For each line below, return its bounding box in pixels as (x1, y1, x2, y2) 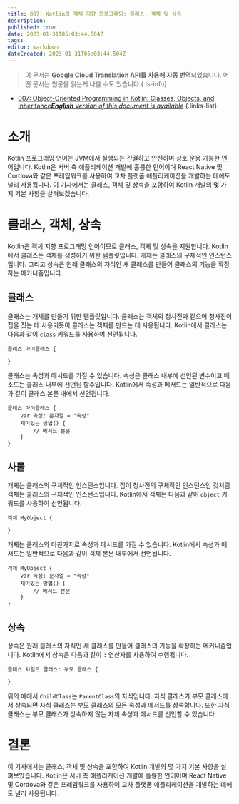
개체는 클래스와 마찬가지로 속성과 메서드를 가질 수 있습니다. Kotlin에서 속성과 (7, 540, 220, 549)
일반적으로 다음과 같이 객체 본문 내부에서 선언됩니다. (26, 549, 171, 558)
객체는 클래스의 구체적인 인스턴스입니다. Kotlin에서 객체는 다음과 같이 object (7, 490, 220, 499)
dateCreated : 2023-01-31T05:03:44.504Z (7, 51, 126, 58)
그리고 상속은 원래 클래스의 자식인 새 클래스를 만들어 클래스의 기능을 (28, 260, 217, 268)
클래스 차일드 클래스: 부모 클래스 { (7, 666, 98, 673)
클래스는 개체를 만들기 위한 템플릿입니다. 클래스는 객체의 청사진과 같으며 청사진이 (7, 312, 233, 320)
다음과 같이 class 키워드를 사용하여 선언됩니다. (7, 330, 138, 338)
